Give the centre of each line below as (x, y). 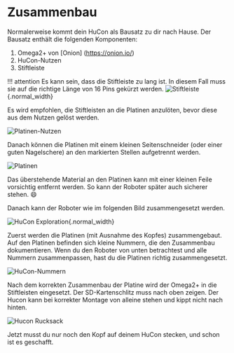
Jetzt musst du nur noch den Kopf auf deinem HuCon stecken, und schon (113, 334)
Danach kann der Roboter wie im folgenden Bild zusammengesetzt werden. (116, 207)
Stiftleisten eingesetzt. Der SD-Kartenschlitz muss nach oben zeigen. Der (113, 292)
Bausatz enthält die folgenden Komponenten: (73, 39)
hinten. (17, 307)
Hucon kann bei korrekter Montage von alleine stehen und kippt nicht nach (115, 300)
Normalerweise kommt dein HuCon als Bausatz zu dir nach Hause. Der (109, 32)
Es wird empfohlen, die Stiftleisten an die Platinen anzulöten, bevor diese (112, 110)
